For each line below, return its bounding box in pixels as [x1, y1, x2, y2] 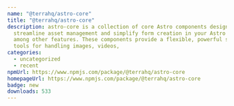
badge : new [7, 82, 39, 89]
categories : [7, 50, 42, 56]
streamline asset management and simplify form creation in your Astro [13, 29, 226, 37]
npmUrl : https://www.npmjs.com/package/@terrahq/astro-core [7, 68, 186, 75]
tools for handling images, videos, [13, 43, 120, 50]
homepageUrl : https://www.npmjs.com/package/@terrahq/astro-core [7, 75, 201, 82]
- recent [13, 62, 39, 69]
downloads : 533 [7, 88, 52, 95]
